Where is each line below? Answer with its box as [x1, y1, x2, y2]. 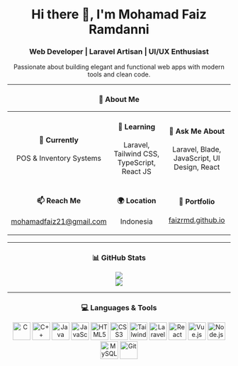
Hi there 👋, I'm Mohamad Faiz [31, 6, 207, 23]
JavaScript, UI [173, 154, 221, 164]
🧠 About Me [98, 95, 140, 105]
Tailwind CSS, [113, 149, 160, 159]
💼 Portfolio [178, 197, 215, 207]
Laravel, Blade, [172, 144, 222, 154]
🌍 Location [116, 195, 157, 205]
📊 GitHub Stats [91, 253, 147, 263]
